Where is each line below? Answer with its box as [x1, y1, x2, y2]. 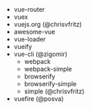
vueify [13, 43, 33, 50]
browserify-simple [24, 80, 77, 88]
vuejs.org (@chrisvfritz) [13, 20, 82, 28]
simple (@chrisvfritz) [24, 87, 85, 95]
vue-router [13, 6, 45, 13]
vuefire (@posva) [13, 95, 64, 103]
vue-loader [13, 35, 47, 43]
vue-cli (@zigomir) [13, 50, 68, 58]
